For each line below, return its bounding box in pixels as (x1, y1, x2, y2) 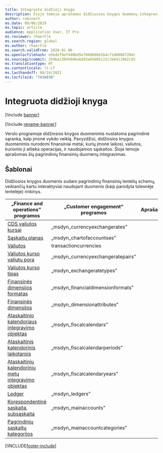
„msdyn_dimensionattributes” (51, 301, 119, 308)
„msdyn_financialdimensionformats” (51, 284, 134, 291)
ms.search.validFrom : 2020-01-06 (5, 48, 73, 52)
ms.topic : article (5, 25, 42, 30)
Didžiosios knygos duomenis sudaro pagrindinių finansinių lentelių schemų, (5, 178, 156, 184)
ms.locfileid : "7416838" (5, 75, 55, 80)
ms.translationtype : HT (5, 61, 53, 66)
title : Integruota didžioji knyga (5, 7, 75, 12)
